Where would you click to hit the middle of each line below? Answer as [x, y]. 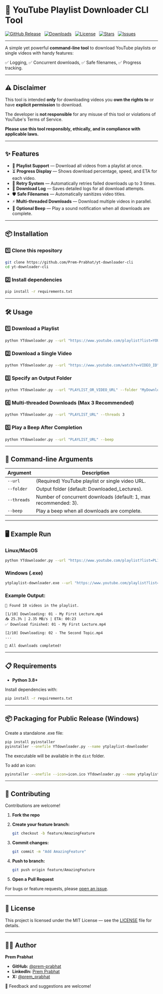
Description [96, 473]
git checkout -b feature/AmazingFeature [53, 833]
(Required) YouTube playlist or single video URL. [91, 481]
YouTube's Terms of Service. [34, 119]
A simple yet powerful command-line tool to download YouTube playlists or [81, 48]
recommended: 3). [57, 503]
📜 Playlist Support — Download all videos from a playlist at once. [77, 166]
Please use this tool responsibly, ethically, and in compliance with [73, 129]
